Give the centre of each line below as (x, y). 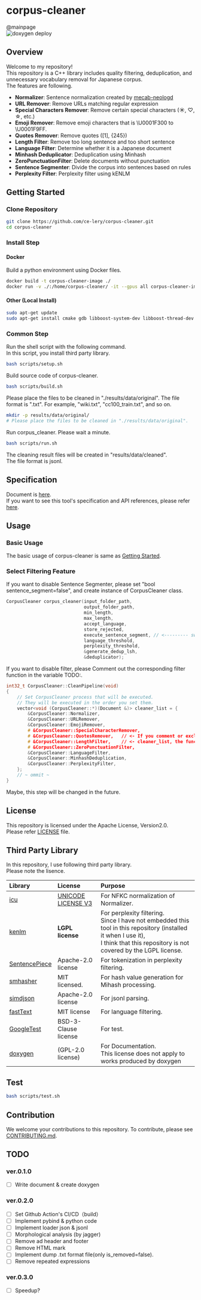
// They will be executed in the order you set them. (85, 703)
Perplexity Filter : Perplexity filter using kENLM (72, 173)
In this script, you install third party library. (58, 353)
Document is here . (29, 494)
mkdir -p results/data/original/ (48, 415)
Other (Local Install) (31, 300)
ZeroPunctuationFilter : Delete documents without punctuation (92, 161)
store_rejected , (104, 629)
